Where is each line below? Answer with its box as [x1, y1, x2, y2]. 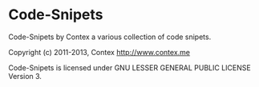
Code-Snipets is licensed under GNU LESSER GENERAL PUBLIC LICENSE [8, 62, 251, 73]
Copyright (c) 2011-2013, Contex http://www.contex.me [8, 47, 191, 57]
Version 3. [8, 71, 42, 81]
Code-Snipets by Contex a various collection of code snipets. [8, 32, 212, 42]
